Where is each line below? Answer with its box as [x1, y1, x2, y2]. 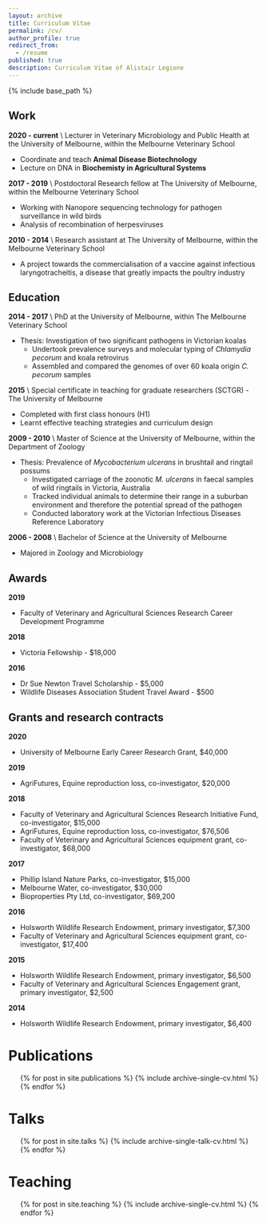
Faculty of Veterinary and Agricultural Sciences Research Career [19, 608, 233, 618]
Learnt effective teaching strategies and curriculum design [19, 418, 213, 428]
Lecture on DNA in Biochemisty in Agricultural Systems [19, 163, 207, 172]
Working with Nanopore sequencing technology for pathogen [19, 202, 222, 212]
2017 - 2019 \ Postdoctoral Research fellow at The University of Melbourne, [8, 178, 257, 188]
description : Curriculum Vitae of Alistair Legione [8, 64, 184, 72]
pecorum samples [31, 370, 92, 380]
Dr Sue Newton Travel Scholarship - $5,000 [19, 678, 164, 689]
